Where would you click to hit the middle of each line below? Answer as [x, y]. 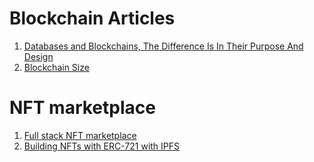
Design [38, 56]
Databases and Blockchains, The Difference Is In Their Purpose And [163, 46]
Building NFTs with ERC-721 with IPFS [102, 146]
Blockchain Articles [92, 18]
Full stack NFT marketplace [80, 135]
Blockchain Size [56, 67]
